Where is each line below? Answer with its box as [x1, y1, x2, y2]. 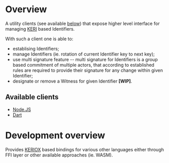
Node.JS [12, 106, 31, 113]
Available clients [5, 93, 59, 101]
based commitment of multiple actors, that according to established [12, 62, 155, 68]
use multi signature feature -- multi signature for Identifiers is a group [12, 56, 158, 62]
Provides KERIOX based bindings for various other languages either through [5, 146, 164, 152]
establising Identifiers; [12, 45, 59, 51]
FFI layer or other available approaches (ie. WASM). [5, 152, 113, 158]
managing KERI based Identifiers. [5, 25, 75, 32]
